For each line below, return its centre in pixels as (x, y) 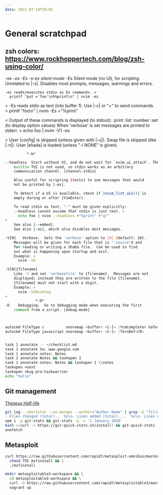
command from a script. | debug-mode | (52, 310)
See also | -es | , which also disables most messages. (68, 229)
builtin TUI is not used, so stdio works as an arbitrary (73, 167)
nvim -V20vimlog (34, 292)
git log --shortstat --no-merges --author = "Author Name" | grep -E (75, 412)
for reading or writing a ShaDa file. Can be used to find (76, 247)
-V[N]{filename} (21, 269)
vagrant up (20, 488)
